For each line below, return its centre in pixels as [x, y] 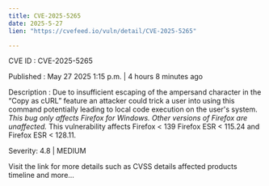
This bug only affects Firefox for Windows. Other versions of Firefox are [128, 118]
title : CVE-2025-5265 [45, 16]
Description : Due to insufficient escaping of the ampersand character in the [135, 92]
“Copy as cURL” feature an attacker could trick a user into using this [122, 101]
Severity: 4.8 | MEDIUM [47, 151]
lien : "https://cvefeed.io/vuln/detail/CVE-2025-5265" [103, 31]
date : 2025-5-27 [36, 23]
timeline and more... [42, 175]
